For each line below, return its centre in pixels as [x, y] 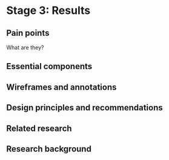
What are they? [25, 47]
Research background [49, 149]
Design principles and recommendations [85, 108]
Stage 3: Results [48, 11]
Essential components [49, 66]
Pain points [28, 33]
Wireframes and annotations [61, 87]
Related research [39, 128]
